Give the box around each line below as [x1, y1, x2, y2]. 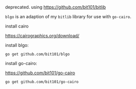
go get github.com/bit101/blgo [5, 52, 70, 57]
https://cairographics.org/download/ [5, 33, 79, 38]
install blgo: [5, 42, 29, 48]
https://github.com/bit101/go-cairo [5, 70, 75, 76]
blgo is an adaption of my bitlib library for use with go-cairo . [5, 14, 132, 19]
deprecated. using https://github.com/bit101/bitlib [5, 4, 106, 10]
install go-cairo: [5, 60, 37, 66]
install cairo [5, 23, 29, 29]
